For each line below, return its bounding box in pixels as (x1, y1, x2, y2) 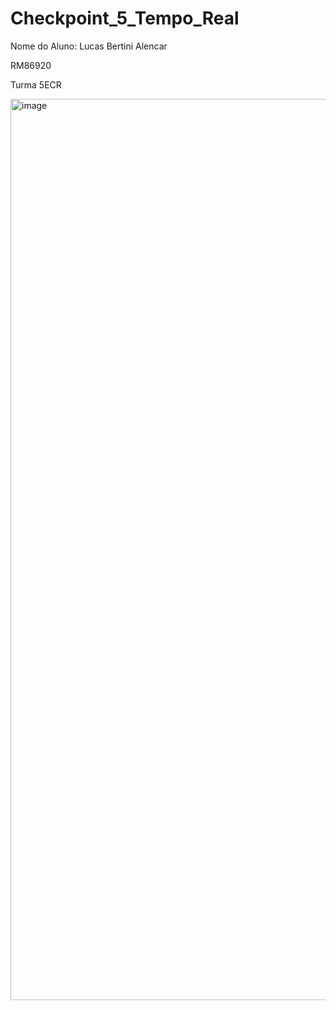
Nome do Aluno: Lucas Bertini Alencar (10, 40, 168, 52)
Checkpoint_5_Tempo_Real (10, 7, 240, 30)
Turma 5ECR (10, 78, 62, 91)
